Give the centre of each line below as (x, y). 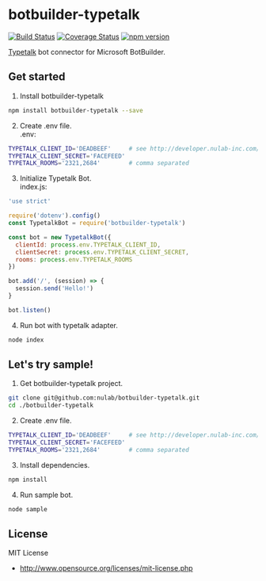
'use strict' (30, 201)
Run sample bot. (46, 495)
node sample (28, 509)
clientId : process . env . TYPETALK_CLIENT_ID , (88, 245)
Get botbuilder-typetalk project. (71, 384)
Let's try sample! (51, 365)
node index (26, 340)
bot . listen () (30, 310)
